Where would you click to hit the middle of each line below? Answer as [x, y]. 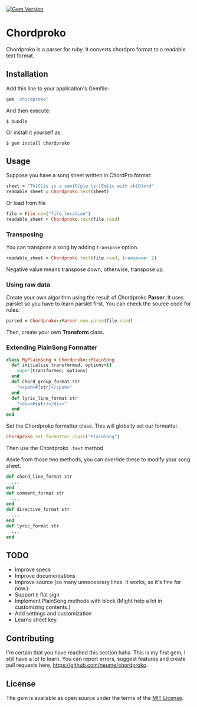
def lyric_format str [33, 526]
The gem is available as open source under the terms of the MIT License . [95, 698]
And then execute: [28, 110]
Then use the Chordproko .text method [55, 448]
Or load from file [26, 203]
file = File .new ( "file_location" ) [49, 214]
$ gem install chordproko [38, 143]
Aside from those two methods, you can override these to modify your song [98, 460]
